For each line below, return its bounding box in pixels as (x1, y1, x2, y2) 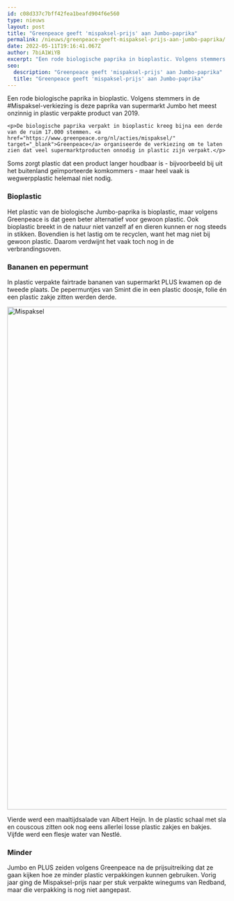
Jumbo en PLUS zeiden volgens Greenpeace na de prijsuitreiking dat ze (7, 863, 214, 872)
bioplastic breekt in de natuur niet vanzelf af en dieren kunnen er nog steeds (7, 222, 227, 230)
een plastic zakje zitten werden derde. (7, 293, 117, 301)
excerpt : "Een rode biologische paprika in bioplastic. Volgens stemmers (7, 56, 226, 63)
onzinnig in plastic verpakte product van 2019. (7, 109, 140, 117)
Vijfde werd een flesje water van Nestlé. (7, 830, 122, 838)
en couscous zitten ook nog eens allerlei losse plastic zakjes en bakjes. (7, 822, 212, 831)
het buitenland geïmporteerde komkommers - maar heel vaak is (7, 167, 190, 175)
